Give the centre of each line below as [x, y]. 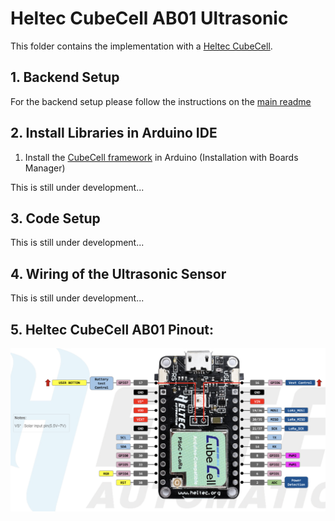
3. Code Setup [55, 218]
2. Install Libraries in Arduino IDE [114, 133]
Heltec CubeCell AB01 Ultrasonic [149, 18]
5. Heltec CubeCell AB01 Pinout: [112, 329]
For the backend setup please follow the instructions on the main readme [161, 101]
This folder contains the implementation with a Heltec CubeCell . [141, 46]
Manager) [45, 168]
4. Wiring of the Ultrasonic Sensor [118, 273]
